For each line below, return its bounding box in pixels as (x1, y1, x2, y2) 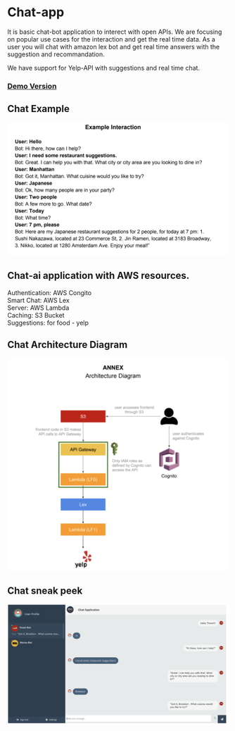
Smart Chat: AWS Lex (7, 296, 70, 304)
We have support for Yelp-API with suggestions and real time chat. (7, 63, 201, 72)
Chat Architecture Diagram (7, 339, 128, 351)
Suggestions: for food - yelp (7, 318, 89, 327)
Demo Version (7, 81, 57, 91)
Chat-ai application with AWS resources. (7, 270, 190, 282)
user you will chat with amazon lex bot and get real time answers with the (7, 42, 220, 51)
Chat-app (7, 4, 65, 20)
